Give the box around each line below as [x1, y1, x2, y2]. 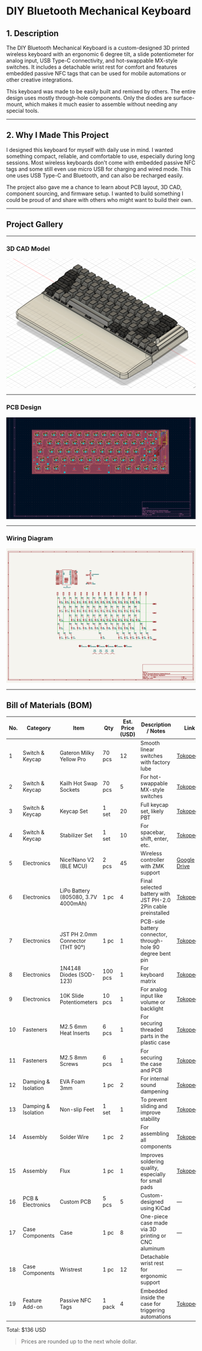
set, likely [140, 807, 164, 815]
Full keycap [140, 801, 169, 808]
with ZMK [140, 863, 164, 870]
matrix [140, 977, 156, 985]
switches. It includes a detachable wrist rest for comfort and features [6, 63, 177, 71]
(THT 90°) [60, 943, 86, 950]
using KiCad [140, 1204, 171, 1212]
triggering [140, 1306, 165, 1314]
